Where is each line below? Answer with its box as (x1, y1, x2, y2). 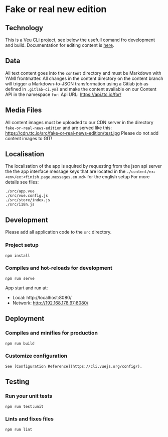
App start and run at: (5, 285, 48, 291)
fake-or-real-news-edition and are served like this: (5, 125, 112, 131)
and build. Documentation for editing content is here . (5, 42, 114, 48)
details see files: (5, 179, 39, 185)
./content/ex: (126, 169, 156, 174)
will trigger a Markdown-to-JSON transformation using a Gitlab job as (5, 80, 149, 86)
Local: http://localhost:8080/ (12, 294, 72, 300)
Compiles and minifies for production (5, 330, 98, 337)
